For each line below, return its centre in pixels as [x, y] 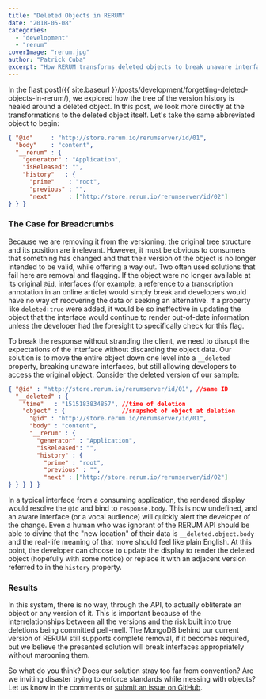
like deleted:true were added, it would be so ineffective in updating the [125, 309]
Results [23, 587]
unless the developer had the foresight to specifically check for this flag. [126, 325]
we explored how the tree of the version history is [154, 98]
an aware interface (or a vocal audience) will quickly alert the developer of [129, 517]
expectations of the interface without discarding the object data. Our [120, 349]
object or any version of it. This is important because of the [105, 614]
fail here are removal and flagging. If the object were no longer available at [129, 275]
